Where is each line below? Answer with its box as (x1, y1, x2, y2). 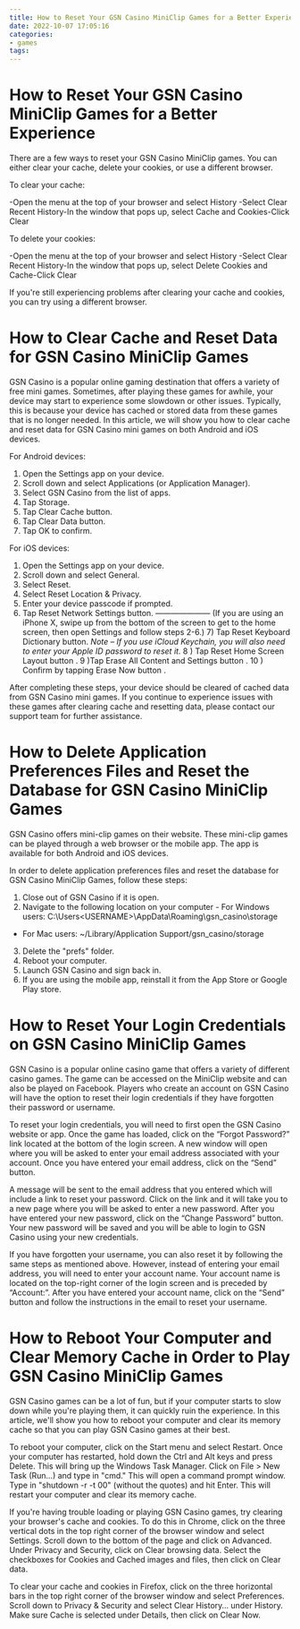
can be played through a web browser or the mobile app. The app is (9, 838, 259, 849)
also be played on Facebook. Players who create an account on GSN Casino (9, 1083, 289, 1093)
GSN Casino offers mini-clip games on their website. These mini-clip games (9, 828, 288, 839)
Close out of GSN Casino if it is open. (21, 892, 159, 903)
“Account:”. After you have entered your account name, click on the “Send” (9, 1287, 286, 1298)
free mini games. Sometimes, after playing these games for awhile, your (9, 386, 274, 397)
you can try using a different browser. (9, 296, 147, 307)
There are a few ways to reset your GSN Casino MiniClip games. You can (9, 153, 278, 164)
